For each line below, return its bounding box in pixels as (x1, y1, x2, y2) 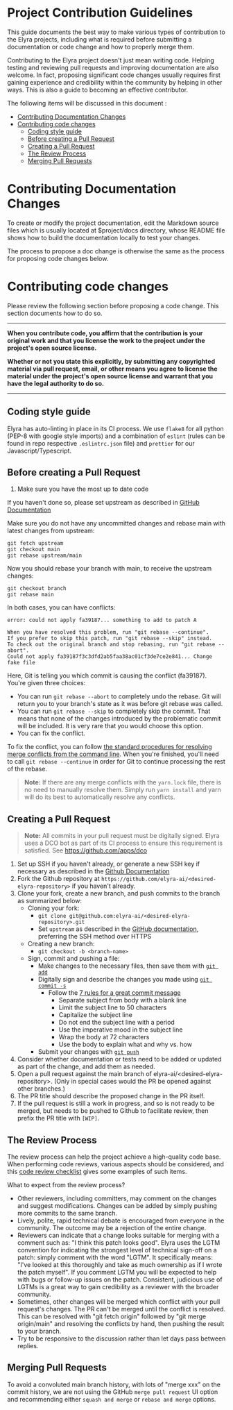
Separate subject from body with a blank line (58, 996, 187, 1005)
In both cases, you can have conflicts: (7, 603, 116, 612)
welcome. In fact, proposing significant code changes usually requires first (7, 71, 221, 79)
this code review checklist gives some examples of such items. (7, 1168, 187, 1176)
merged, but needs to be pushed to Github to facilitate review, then (17, 1107, 209, 1115)
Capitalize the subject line (58, 1011, 133, 1019)
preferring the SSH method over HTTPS (37, 932, 152, 941)
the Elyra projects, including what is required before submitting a (7, 35, 192, 43)
